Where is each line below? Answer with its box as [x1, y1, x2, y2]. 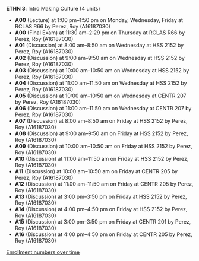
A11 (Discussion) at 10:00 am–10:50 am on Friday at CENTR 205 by [14, 168, 178, 174]
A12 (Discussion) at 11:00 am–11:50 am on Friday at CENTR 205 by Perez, [14, 180, 194, 187]
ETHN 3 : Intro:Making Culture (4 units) [6, 5, 100, 12]
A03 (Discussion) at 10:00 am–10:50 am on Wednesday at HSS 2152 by [14, 67, 189, 74]
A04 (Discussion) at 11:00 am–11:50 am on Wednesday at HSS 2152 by [14, 79, 187, 87]
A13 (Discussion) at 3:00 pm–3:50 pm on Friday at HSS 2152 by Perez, [14, 193, 187, 200]
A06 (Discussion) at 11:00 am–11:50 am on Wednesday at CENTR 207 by [14, 105, 192, 112]
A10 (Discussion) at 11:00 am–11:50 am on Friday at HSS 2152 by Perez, [14, 155, 189, 162]
